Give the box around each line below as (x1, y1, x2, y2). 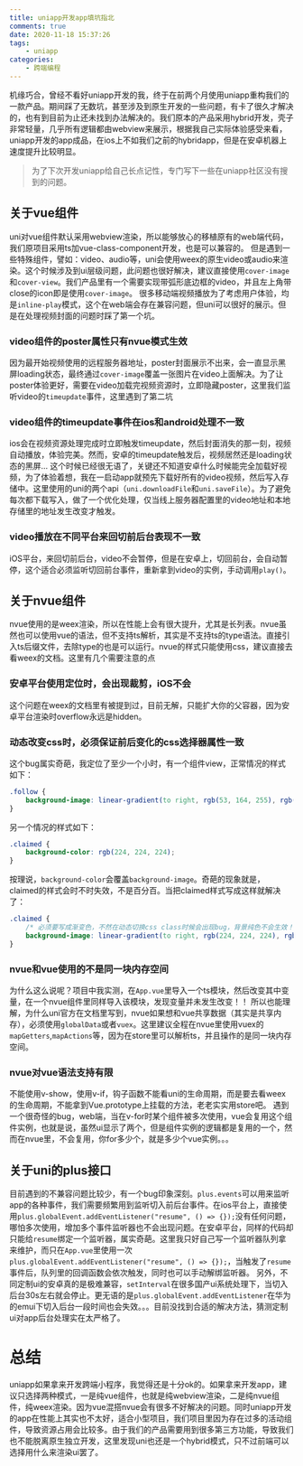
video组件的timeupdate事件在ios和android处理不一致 (9, 416, 245, 428)
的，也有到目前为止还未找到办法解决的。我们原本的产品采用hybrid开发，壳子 (9, 112, 294, 123)
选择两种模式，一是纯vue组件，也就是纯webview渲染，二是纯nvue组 (24, 1390, 280, 1401)
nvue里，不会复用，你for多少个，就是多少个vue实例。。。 (24, 1134, 234, 1144)
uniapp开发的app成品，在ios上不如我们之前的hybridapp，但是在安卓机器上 (9, 135, 288, 145)
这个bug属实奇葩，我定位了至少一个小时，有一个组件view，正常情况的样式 (9, 758, 287, 769)
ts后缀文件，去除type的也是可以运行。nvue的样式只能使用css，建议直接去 (16, 641, 293, 652)
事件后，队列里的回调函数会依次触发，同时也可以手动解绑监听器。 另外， (9, 1267, 280, 1278)
